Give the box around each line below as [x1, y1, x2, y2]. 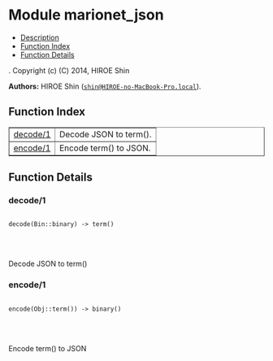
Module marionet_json [8, 6, 164, 24]
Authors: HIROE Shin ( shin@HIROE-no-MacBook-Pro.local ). [8, 81, 201, 91]
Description [19, 33, 59, 42]
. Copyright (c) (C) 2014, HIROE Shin [8, 65, 130, 75]
